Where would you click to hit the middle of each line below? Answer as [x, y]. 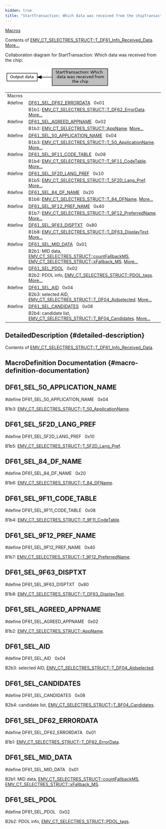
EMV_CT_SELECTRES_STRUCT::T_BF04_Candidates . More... [89, 318]
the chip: [14, 60]
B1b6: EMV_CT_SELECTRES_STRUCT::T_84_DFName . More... [91, 199]
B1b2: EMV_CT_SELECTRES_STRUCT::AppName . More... [86, 129]
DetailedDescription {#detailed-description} [75, 335]
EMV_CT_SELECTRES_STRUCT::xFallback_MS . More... [83, 262]
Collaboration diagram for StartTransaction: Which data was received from [81, 55]
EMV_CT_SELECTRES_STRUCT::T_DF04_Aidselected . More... [90, 300]
